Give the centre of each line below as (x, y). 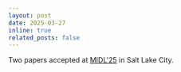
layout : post (30, 15)
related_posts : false (44, 38)
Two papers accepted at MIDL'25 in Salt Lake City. (91, 60)
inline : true (30, 30)
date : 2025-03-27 (37, 23)
